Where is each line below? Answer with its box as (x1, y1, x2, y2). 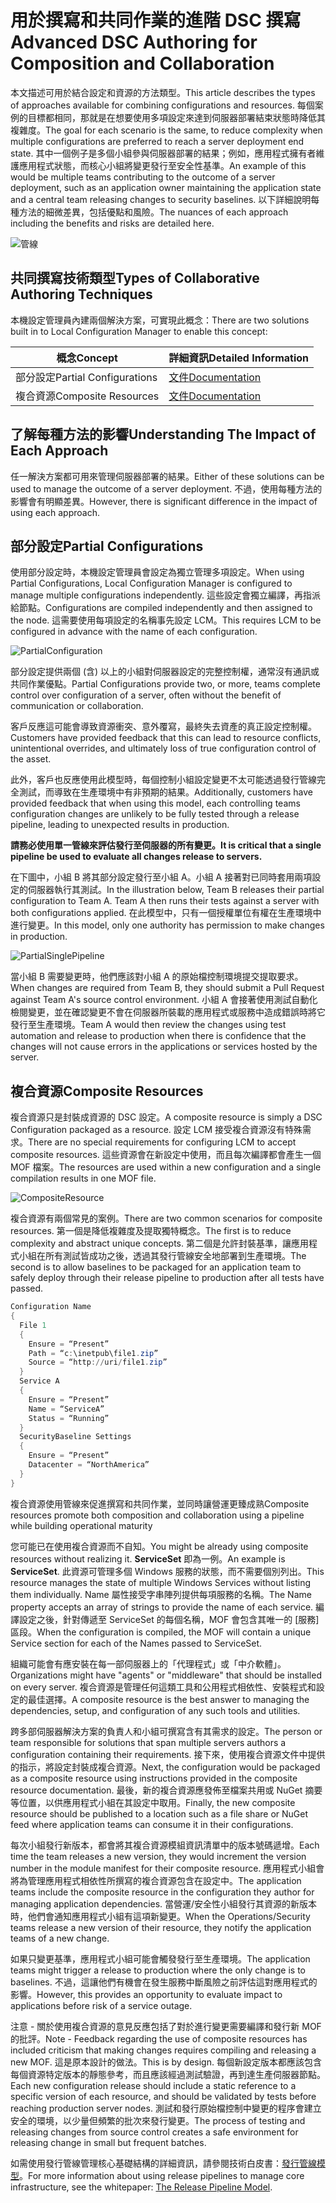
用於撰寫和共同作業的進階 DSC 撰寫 (10, 9, 302, 32)
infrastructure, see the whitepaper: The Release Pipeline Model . (10, 2181, 273, 2193)
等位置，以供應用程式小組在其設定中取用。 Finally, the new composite (10, 1796, 296, 1808)
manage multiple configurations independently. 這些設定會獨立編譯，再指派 (10, 589, 321, 601)
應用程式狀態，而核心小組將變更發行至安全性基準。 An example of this (18, 159, 307, 171)
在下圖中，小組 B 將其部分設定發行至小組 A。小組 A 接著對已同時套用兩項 (10, 871, 313, 883)
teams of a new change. (10, 1932, 110, 1944)
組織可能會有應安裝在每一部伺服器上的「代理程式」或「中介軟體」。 (10, 1657, 287, 1670)
